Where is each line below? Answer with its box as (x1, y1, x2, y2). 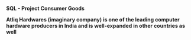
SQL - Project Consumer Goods (6, 5, 85, 12)
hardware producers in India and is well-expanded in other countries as (6, 23, 185, 29)
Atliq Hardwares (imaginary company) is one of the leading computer (6, 16, 180, 23)
